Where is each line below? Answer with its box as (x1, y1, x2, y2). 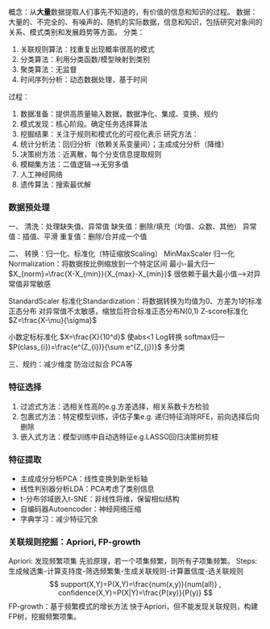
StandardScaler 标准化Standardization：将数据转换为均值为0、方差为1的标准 (8, 296, 263, 306)
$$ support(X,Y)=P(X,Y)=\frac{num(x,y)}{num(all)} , (49, 580, 222, 589)
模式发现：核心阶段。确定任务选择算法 (19, 120, 147, 128)
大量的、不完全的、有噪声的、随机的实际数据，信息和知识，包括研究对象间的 (8, 17, 263, 27)
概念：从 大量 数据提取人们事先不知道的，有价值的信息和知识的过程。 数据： (8, 7, 258, 16)
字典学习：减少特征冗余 (19, 514, 98, 523)
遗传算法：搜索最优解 (19, 180, 91, 189)
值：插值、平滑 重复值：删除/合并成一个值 (8, 232, 147, 241)
